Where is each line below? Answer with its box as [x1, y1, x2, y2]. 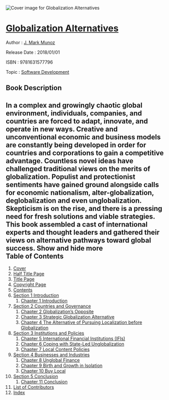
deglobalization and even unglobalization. [6, 196, 142, 205]
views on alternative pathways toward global [6, 236, 152, 244]
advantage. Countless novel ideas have [6, 157, 134, 165]
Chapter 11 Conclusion [20, 379, 68, 385]
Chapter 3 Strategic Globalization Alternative [20, 314, 115, 320]
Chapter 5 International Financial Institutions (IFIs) [20, 335, 125, 342]
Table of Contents [6, 252, 64, 260]
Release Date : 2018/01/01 [6, 49, 60, 55]
